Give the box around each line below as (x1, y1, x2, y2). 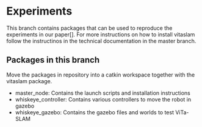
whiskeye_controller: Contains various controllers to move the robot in (15, 95, 192, 103)
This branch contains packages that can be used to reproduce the (6, 24, 173, 32)
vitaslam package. (6, 77, 52, 84)
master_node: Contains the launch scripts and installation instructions (15, 89, 190, 97)
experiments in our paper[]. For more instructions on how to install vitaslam (6, 30, 195, 38)
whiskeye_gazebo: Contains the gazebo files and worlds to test (15, 108, 174, 116)
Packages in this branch (6, 55, 99, 65)
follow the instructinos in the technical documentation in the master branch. (6, 37, 197, 44)
